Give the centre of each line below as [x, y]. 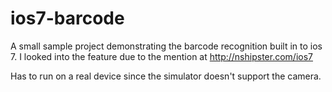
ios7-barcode [67, 18]
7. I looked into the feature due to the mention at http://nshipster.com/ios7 [161, 56]
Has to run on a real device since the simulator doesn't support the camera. [166, 76]
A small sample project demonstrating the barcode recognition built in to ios [166, 46]
